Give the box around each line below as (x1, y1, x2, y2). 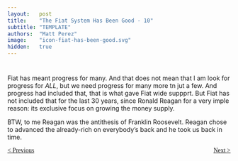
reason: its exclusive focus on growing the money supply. (7, 104, 175, 113)
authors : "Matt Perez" (7, 30, 78, 38)
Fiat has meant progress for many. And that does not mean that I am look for (7, 74, 230, 82)
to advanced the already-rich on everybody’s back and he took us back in (7, 126, 223, 134)
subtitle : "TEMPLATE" (7, 23, 72, 30)
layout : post (7, 10, 52, 18)
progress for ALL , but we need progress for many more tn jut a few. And (7, 82, 217, 90)
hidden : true (7, 43, 52, 50)
